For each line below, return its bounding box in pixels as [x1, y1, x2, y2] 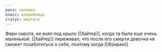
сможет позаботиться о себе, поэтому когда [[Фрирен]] [5, 41, 129, 47]
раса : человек [5, 7, 36, 13]
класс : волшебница [5, 12, 44, 17]
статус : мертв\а [5, 17, 40, 22]
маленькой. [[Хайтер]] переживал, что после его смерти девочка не [5, 36, 155, 42]
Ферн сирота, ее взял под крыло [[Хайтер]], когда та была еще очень [5, 31, 157, 37]
